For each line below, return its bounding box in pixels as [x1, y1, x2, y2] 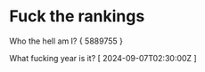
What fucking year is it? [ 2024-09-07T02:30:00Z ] [9, 52, 198, 63]
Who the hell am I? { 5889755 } [9, 36, 123, 46]
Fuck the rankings [9, 6, 145, 27]
